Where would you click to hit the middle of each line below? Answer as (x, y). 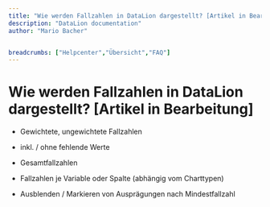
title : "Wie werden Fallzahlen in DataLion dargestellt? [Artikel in (127, 16)
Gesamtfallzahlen (49, 163)
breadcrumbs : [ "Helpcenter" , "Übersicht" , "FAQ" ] (90, 52)
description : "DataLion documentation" (75, 23)
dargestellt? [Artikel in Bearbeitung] (131, 109)
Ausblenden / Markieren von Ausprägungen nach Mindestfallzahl (127, 194)
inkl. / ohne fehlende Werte (65, 147)
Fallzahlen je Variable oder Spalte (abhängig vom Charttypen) (122, 179)
